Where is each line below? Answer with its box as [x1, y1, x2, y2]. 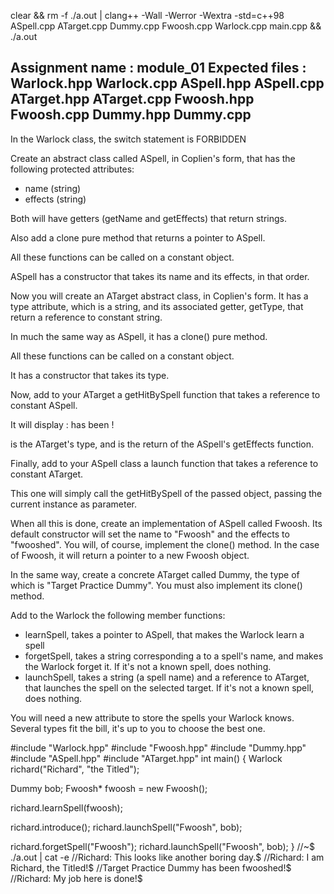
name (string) [24, 182, 82, 194]
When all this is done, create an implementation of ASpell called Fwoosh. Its [10, 517, 323, 529]
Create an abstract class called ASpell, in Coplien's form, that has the [10, 152, 296, 164]
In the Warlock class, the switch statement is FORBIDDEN [10, 133, 247, 145]
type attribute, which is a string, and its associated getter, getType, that [10, 300, 304, 312]
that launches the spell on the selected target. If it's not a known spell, [24, 681, 315, 694]
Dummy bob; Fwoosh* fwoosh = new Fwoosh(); [10, 782, 208, 794]
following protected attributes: [10, 163, 135, 175]
